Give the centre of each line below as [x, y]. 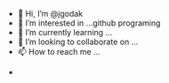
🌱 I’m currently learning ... [65, 32]
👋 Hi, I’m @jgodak [50, 14]
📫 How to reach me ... [59, 52]
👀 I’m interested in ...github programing [89, 23]
